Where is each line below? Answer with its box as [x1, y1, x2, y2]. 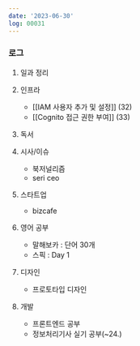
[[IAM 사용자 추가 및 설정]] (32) [32, 102, 133, 112]
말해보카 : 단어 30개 [32, 240, 95, 250]
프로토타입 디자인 [32, 284, 87, 294]
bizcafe [32, 206, 58, 216]
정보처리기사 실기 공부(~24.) [32, 329, 123, 339]
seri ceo [32, 173, 60, 182]
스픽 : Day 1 [32, 250, 70, 259]
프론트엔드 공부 [32, 318, 81, 328]
